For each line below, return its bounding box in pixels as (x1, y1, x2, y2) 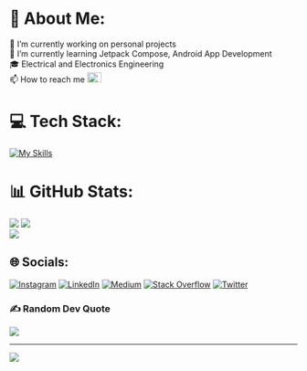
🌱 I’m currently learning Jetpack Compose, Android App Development (9, 48, 272, 58)
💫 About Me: (9, 8, 106, 29)
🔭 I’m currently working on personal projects (9, 38, 176, 49)
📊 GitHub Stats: (9, 182, 134, 202)
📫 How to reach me (9, 73, 85, 85)
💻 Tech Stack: (9, 111, 122, 132)
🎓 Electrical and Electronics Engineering (9, 58, 164, 69)
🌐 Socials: (9, 255, 69, 270)
